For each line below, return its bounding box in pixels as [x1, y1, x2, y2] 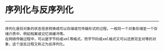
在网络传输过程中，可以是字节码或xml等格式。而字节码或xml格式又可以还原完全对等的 [5, 36, 153, 41]
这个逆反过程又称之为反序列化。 [12, 42, 67, 47]
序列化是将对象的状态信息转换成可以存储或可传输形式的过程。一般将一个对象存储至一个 [5, 26, 154, 31]
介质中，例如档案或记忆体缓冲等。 [8, 31, 67, 36]
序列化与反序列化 [5, 4, 74, 16]
